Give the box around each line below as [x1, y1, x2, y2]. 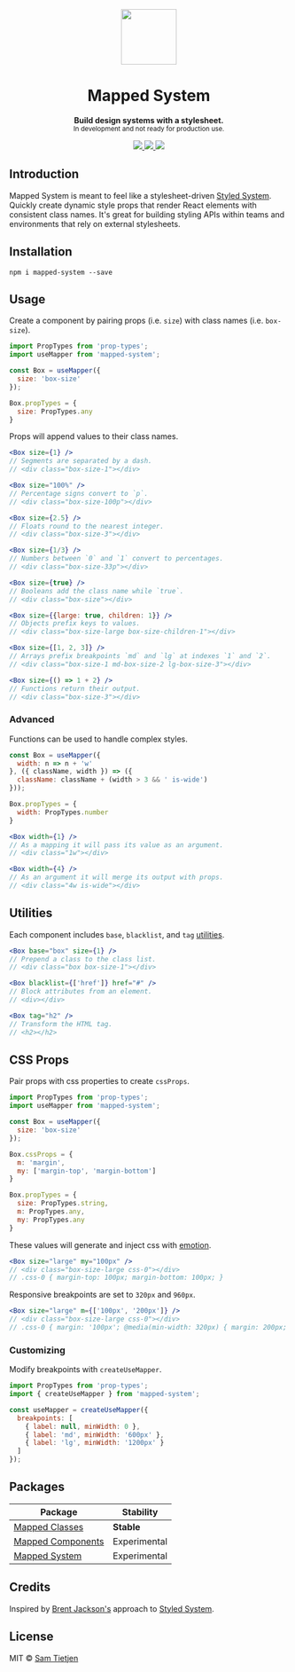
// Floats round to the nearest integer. [9, 522, 165, 530]
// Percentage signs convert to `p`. [9, 489, 149, 498]
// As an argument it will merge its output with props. [9, 873, 224, 882]
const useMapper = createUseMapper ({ [9, 1405, 149, 1414]
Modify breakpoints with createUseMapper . [9, 1364, 162, 1375]
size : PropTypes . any [17, 407, 93, 416]
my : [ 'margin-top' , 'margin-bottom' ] [17, 1166, 157, 1175]
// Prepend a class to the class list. [9, 954, 157, 963]
